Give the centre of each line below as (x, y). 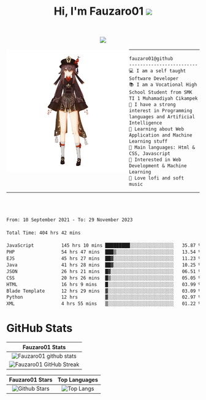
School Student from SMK (161, 92)
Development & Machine (158, 166)
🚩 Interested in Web (155, 160)
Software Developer (154, 78)
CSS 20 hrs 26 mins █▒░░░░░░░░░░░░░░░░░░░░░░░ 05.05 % (104, 278)
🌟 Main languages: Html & (162, 147)
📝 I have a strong (152, 104)
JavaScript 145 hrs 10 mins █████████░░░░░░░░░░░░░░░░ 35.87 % (104, 246)
